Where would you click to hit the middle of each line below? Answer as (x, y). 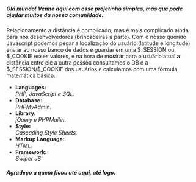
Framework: (31, 152)
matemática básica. (31, 75)
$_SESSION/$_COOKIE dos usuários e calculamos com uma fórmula (92, 69)
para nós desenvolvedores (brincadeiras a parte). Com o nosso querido (96, 37)
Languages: (31, 87)
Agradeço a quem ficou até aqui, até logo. (61, 172)
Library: (25, 113)
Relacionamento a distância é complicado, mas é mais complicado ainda (98, 30)
